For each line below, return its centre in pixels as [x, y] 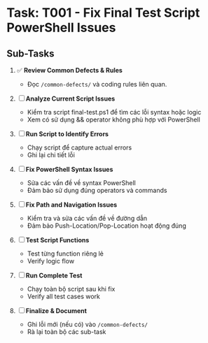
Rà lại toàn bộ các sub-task [67, 332]
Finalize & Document [56, 311]
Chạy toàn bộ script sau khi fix [71, 289]
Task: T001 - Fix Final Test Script [103, 13]
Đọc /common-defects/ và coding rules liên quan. [97, 84]
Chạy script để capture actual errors [79, 147]
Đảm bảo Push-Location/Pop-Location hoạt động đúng [106, 226]
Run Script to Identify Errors [67, 134]
